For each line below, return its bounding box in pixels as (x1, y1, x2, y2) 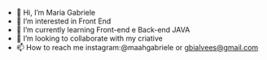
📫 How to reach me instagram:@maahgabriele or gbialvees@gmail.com (15, 43, 259, 52)
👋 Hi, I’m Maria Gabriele (15, 8, 96, 17)
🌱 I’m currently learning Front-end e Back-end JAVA (15, 25, 190, 34)
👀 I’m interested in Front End (15, 16, 112, 26)
